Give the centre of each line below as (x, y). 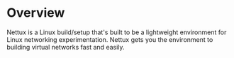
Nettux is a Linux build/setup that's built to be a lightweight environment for (117, 32)
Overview (36, 13)
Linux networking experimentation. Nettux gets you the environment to (110, 39)
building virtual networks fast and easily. (66, 47)
